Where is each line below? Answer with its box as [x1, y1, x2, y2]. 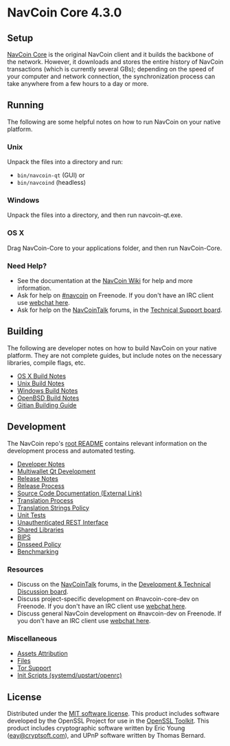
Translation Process [16, 496, 73, 504]
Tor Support [16, 664, 51, 672]
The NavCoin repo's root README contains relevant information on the [7, 439, 207, 447]
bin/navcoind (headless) [16, 179, 87, 187]
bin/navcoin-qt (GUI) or [16, 171, 85, 179]
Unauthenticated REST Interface [16, 518, 108, 526]
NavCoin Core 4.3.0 [7, 5, 122, 21]
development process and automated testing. [7, 447, 136, 455]
